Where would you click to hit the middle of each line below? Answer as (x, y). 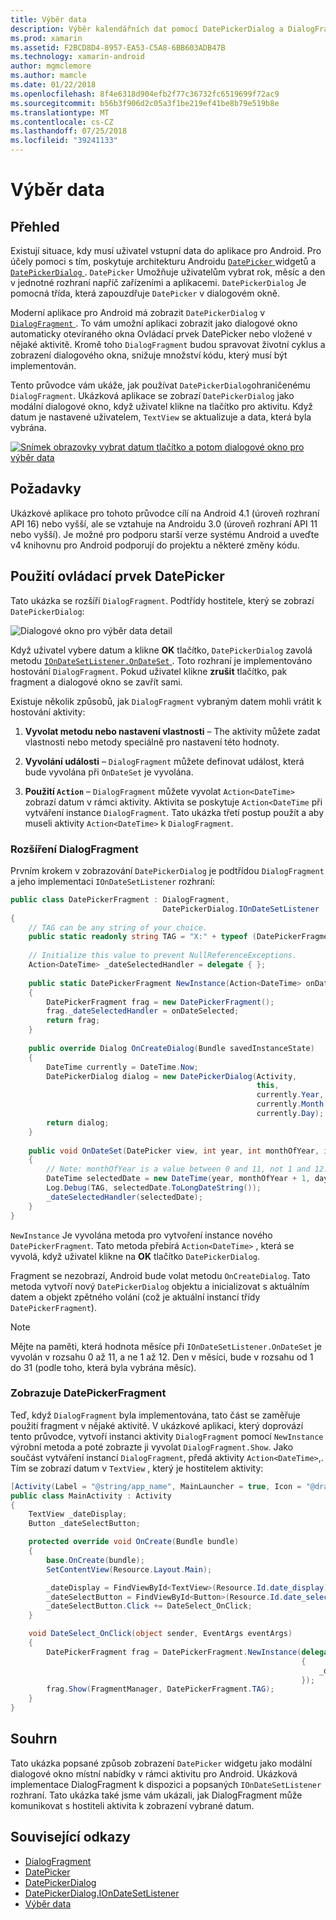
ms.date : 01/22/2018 (53, 85)
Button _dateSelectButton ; (84, 1524)
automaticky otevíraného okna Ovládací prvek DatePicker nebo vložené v (161, 334)
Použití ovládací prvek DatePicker (117, 576)
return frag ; (73, 1021)
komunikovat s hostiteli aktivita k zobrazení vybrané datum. (132, 1805)
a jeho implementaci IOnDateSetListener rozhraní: (113, 881)
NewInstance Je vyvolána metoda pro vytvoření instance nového (141, 1235)
